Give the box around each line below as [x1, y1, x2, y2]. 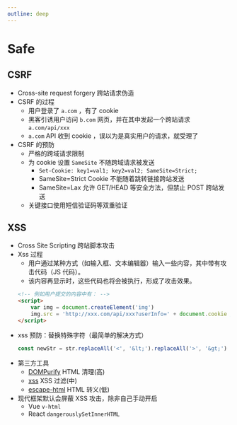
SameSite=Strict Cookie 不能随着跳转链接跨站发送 [38, 174, 185, 182]
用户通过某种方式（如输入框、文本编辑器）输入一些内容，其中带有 [28, 259, 221, 267]
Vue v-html [28, 402, 62, 410]
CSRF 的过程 [17, 97, 55, 106]
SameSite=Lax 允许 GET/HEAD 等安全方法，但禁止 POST [38, 183, 204, 192]
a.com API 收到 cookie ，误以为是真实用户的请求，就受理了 [28, 132, 199, 140]
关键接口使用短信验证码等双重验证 [28, 201, 128, 209]
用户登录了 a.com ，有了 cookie [28, 106, 119, 115]
